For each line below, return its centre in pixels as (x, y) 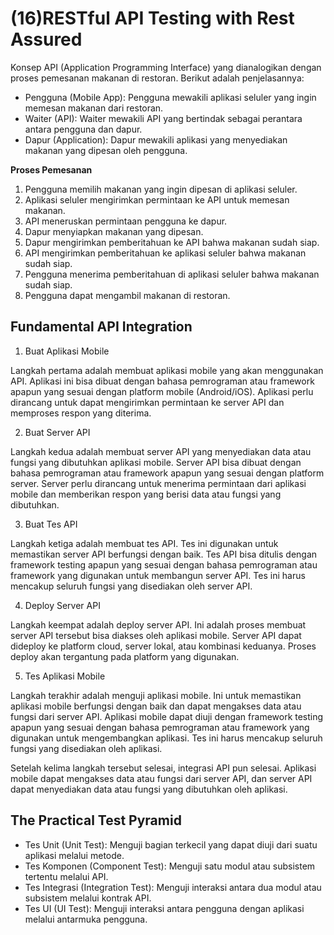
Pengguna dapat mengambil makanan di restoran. (127, 295)
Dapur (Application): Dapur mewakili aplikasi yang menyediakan (156, 139)
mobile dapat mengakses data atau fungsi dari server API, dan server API (161, 778)
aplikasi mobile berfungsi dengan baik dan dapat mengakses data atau (156, 706)
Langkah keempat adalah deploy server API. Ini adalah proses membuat (158, 624)
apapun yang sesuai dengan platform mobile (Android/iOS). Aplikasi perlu (162, 391)
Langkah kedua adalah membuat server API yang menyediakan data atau (161, 451)
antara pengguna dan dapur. (83, 129)
